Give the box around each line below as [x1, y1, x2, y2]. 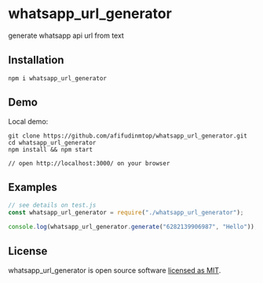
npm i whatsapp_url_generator [8, 74, 108, 83]
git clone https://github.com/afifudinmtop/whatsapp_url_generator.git [8, 131, 247, 140]
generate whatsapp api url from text [8, 31, 124, 40]
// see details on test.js [8, 201, 97, 209]
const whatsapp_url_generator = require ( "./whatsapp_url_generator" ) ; [8, 209, 244, 217]
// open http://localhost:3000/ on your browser [8, 159, 170, 167]
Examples [8, 180, 57, 193]
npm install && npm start [8, 145, 93, 153]
